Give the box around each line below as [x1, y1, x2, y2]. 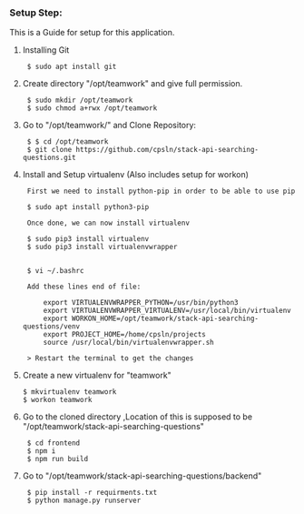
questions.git [22, 153, 76, 163]
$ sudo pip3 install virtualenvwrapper [26, 243, 178, 252]
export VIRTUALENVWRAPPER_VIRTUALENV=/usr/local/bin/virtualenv [43, 307, 292, 316]
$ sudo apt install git [26, 62, 117, 72]
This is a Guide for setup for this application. [9, 27, 175, 38]
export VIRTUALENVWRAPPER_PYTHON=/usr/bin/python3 [43, 298, 239, 307]
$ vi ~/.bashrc [26, 267, 84, 276]
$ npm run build [26, 455, 89, 464]
